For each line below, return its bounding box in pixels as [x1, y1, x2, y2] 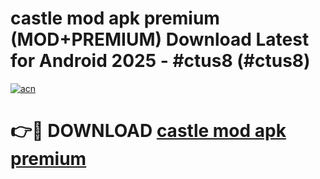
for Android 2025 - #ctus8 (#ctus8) [10, 50, 311, 72]
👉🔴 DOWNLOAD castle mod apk [10, 120, 287, 142]
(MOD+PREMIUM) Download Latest [10, 28, 310, 51]
